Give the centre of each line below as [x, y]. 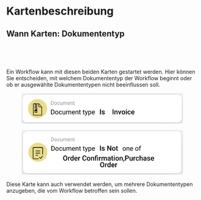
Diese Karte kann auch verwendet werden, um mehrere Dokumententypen [100, 184]
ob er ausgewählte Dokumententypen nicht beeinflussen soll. [83, 84]
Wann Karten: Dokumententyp [65, 34]
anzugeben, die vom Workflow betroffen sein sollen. [72, 190]
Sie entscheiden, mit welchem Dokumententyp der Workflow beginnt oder [99, 78]
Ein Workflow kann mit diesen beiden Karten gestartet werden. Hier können [101, 72]
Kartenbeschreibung [60, 11]
